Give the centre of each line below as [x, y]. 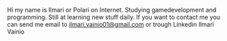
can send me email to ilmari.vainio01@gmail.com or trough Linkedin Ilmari [110, 24]
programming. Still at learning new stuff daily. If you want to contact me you [114, 17]
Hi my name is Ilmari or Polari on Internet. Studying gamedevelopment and [112, 10]
